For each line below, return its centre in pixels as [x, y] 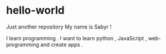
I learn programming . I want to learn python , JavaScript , [76, 38]
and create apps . [62, 45]
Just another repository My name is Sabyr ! [59, 27]
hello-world [36, 10]
